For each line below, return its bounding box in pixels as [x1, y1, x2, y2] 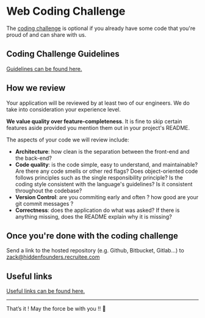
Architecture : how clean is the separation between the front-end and [15, 148, 190, 155]
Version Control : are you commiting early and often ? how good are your [15, 193, 199, 200]
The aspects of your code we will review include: [6, 136, 129, 143]
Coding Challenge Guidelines [6, 49, 120, 59]
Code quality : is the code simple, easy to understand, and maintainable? [15, 161, 198, 168]
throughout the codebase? [15, 187, 82, 194]
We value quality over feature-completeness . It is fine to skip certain [6, 118, 182, 125]
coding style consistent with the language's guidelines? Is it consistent [15, 180, 193, 187]
